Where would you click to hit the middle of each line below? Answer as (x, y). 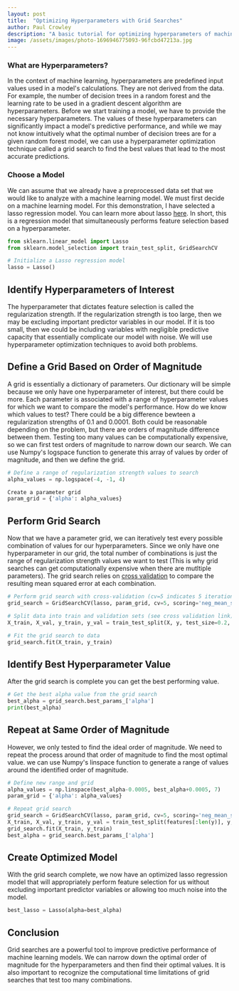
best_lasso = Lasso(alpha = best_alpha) (65, 911)
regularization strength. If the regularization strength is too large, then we (115, 315)
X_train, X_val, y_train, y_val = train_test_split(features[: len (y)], (116, 822)
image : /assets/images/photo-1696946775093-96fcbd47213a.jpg (100, 41)
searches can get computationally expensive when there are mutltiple (110, 568)
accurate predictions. (38, 157)
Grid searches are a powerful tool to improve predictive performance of (112, 950)
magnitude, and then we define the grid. (66, 459)
